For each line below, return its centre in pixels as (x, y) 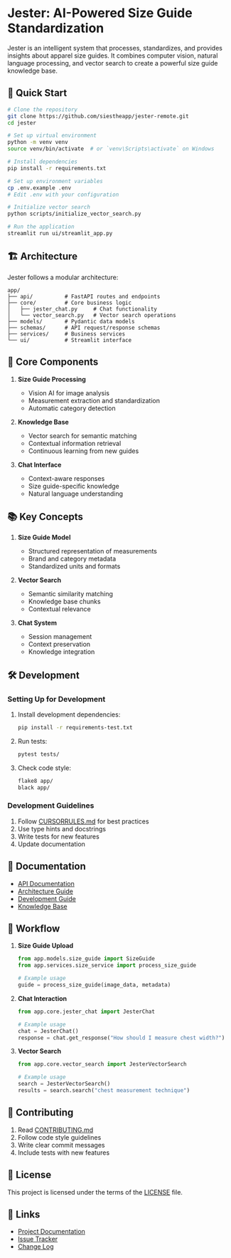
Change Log (36, 1247)
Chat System (37, 623)
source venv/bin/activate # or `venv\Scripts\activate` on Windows (111, 149)
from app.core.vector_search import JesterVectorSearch (102, 1064)
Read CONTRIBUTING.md (55, 1130)
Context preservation (59, 644)
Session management (60, 637)
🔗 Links (24, 1214)
